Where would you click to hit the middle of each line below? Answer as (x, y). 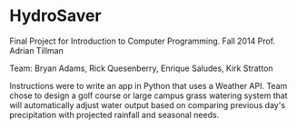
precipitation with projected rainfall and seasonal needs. (114, 114)
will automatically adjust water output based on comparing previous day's (148, 104)
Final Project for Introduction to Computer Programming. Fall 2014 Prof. (142, 41)
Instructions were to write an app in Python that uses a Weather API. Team (148, 85)
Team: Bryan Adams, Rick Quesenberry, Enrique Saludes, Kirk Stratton (142, 68)
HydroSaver (55, 16)
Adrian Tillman (36, 50)
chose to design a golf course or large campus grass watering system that (148, 95)
